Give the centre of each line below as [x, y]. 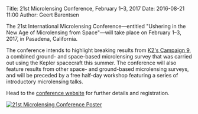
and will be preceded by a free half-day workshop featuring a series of [92, 75]
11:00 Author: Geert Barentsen [43, 15]
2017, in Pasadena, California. [42, 39]
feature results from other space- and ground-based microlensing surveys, [98, 69]
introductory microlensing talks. [45, 82]
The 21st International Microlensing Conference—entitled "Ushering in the [96, 26]
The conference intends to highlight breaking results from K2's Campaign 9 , [99, 50]
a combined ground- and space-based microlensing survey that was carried [99, 56]
